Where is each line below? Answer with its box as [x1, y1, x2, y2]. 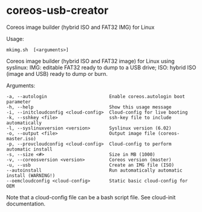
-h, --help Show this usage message [6, 104, 172, 110]
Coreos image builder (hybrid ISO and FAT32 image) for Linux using [6, 57, 175, 64]
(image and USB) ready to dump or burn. [6, 70, 108, 77]
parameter [6, 99, 31, 105]
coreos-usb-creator [6, 4, 109, 17]
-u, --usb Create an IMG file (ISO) [6, 162, 174, 168]
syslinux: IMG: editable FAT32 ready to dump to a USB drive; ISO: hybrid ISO [6, 64, 197, 71]
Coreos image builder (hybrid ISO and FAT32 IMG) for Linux [6, 23, 155, 31]
